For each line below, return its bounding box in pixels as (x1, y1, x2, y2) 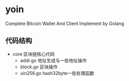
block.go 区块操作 (20, 64, 58, 70)
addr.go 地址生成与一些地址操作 (20, 57, 87, 63)
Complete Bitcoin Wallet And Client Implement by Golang (5, 20, 124, 26)
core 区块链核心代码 (12, 51, 55, 57)
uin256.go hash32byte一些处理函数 (20, 70, 94, 76)
